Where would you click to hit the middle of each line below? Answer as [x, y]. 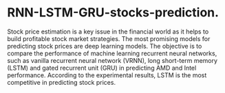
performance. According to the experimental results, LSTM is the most [107, 75]
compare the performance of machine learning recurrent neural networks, [112, 53]
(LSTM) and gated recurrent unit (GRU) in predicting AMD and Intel [102, 68]
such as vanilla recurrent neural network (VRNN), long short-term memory [112, 60]
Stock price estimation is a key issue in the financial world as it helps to [108, 31]
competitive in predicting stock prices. [61, 82]
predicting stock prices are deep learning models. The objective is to [105, 46]
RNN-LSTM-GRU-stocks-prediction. [113, 13]
